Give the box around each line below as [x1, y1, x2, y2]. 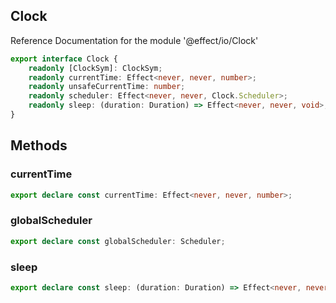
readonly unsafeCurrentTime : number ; [28, 82, 186, 92]
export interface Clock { [10, 54, 118, 64]
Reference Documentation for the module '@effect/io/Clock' [10, 34, 259, 46]
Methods [10, 137, 68, 154]
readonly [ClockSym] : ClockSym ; [28, 63, 163, 73]
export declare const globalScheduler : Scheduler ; [10, 236, 226, 246]
